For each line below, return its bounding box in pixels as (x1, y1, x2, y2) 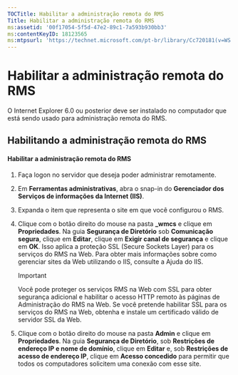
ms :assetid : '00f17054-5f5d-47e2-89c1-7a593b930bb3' (7, 24, 167, 31)
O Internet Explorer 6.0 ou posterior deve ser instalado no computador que (7, 106, 227, 115)
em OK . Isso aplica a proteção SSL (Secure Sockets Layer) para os (17, 242, 214, 250)
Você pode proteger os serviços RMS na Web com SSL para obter (17, 284, 212, 293)
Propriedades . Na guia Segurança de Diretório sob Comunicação (17, 227, 214, 235)
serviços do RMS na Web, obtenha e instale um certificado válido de (17, 307, 219, 316)
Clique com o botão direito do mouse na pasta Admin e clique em (17, 329, 212, 337)
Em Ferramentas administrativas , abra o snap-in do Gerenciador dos (17, 184, 224, 192)
